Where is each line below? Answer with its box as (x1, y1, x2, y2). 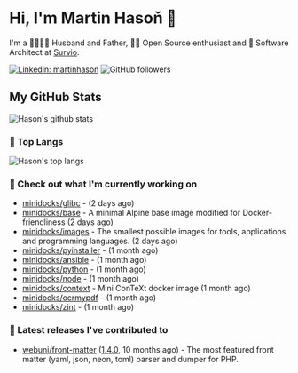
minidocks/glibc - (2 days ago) (21, 198, 135, 209)
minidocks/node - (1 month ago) (21, 274, 140, 284)
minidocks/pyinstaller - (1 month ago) (21, 245, 159, 256)
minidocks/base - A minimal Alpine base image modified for (21, 208, 241, 218)
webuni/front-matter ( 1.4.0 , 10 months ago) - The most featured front (21, 344, 275, 354)
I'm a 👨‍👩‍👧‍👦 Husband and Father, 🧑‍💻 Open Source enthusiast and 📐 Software (9, 37, 289, 48)
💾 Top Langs (9, 135, 64, 147)
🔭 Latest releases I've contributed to (9, 324, 169, 337)
